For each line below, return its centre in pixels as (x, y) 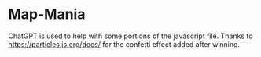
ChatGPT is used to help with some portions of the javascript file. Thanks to (130, 36)
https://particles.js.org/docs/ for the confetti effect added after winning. (124, 44)
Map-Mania (47, 14)
